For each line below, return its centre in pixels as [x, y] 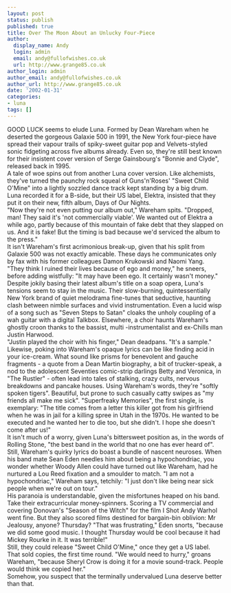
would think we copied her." [46, 569]
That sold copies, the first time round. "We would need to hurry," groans [109, 554]
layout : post [26, 13]
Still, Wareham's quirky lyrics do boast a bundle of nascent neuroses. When [114, 452]
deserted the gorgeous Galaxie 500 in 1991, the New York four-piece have [112, 137]
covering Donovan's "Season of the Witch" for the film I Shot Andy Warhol [112, 510]
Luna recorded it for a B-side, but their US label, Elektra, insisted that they [112, 195]
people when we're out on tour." [53, 488]
